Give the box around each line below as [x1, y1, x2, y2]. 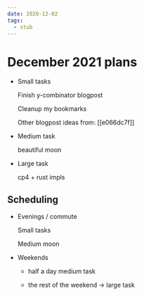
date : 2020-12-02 [7, 10, 58, 18]
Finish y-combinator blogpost [17, 91, 103, 100]
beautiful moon [17, 146, 62, 154]
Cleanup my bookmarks [17, 105, 87, 113]
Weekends [17, 254, 48, 262]
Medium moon [17, 239, 60, 248]
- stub [13, 23, 33, 30]
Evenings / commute [17, 213, 77, 221]
